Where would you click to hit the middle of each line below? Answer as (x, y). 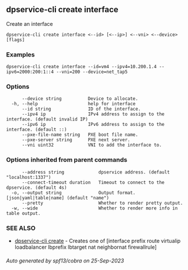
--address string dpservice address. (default (95, 172)
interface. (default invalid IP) (47, 119)
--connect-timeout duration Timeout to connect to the (93, 182)
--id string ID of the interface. (81, 109)
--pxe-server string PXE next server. (76, 140)
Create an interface (29, 24)
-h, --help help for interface (73, 104)
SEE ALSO (21, 228)
